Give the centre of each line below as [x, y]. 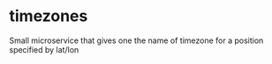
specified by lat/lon [44, 49]
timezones [49, 16]
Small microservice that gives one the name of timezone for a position [136, 40]
